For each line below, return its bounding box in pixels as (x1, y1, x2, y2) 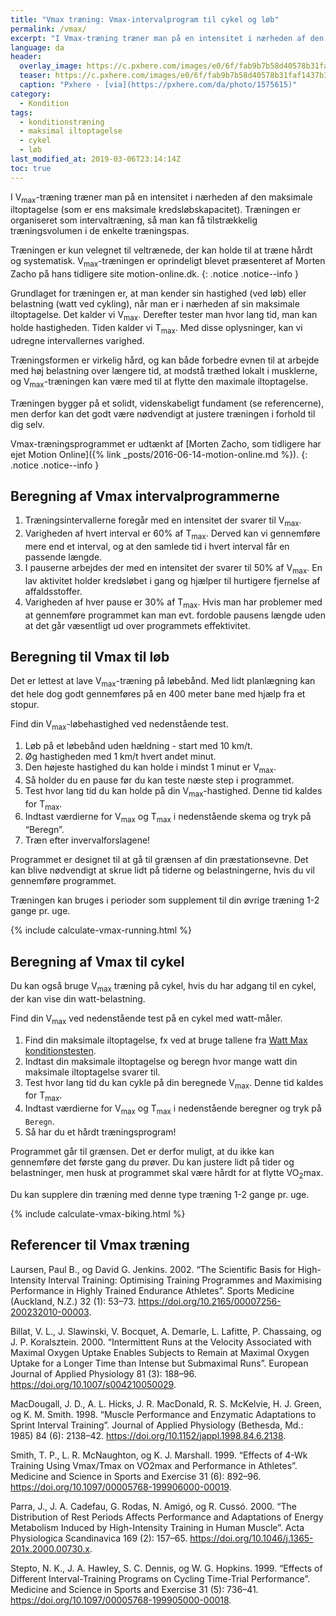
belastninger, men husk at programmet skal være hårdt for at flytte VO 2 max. (10, 1167, 324, 1181)
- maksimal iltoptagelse (19, 126, 123, 136)
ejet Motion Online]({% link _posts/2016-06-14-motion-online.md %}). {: (10, 448, 308, 460)
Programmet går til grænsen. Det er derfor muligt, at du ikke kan (10, 1146, 275, 1157)
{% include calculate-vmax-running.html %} (10, 924, 192, 936)
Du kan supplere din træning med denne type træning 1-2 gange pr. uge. (10, 1188, 310, 1200)
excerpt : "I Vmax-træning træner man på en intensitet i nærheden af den (10, 33, 325, 43)
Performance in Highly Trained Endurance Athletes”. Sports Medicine (10, 1284, 295, 1296)
